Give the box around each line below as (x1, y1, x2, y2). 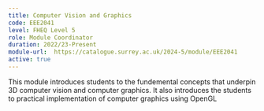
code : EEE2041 (8, 19, 55, 27)
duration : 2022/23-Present (8, 41, 97, 49)
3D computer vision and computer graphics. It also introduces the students (8, 85, 252, 94)
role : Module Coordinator (8, 33, 93, 42)
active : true (8, 56, 51, 64)
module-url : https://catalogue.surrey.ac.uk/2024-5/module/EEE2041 (8, 48, 238, 56)
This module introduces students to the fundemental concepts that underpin (8, 76, 256, 87)
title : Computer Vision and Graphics (8, 11, 132, 20)
